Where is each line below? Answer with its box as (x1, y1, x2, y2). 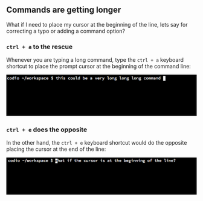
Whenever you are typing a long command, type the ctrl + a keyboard (6, 56, 184, 64)
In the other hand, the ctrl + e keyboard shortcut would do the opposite (6, 139, 187, 146)
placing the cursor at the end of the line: (6, 145, 106, 153)
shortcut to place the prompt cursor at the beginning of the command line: (6, 63, 192, 70)
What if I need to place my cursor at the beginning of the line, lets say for (6, 21, 188, 28)
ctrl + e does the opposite (6, 125, 88, 134)
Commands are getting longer (6, 5, 121, 15)
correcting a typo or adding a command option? (6, 27, 126, 35)
